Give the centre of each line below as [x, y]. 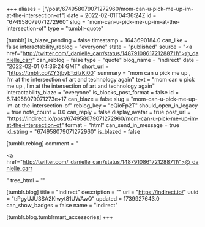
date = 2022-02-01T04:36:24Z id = [112, 15]
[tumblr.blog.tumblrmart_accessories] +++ [60, 217]
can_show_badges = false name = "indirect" [62, 205]
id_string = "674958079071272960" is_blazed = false [73, 132]
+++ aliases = [24, 9]
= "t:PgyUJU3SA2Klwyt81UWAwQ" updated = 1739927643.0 [83, 198]
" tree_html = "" [26, 180]
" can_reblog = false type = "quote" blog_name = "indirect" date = [116, 60]
